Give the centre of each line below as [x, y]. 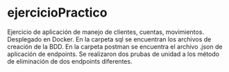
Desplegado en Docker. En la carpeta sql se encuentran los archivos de [109, 39]
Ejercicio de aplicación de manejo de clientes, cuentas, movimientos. [106, 32]
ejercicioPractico [57, 13]
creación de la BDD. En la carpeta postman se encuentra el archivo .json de [115, 46]
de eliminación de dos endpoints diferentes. [70, 61]
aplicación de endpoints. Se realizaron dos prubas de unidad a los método [113, 54]
